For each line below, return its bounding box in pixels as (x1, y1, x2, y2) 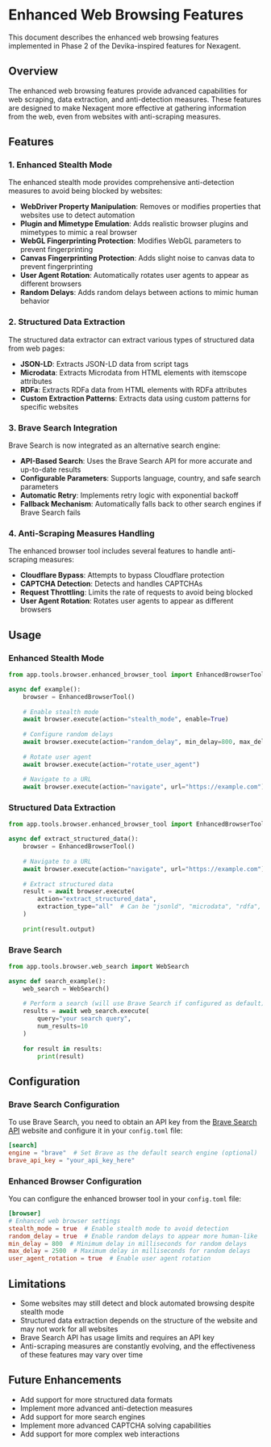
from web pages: (8, 343, 65, 353)
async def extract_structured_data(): (8, 835, 139, 843)
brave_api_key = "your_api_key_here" (8, 1156, 135, 1164)
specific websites (19, 402, 79, 411)
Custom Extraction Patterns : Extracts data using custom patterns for (19, 393, 251, 403)
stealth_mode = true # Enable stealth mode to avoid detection (8, 1224, 229, 1233)
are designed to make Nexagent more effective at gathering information (8, 103, 247, 112)
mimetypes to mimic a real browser (19, 228, 138, 238)
